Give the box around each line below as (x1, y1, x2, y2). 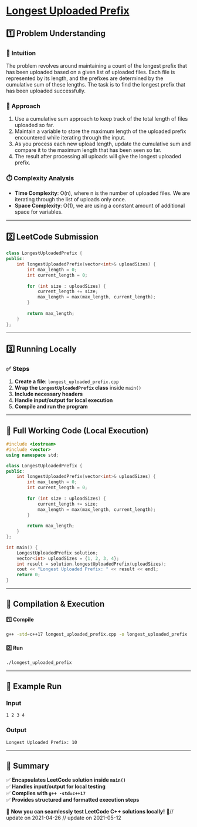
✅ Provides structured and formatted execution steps (6, 796, 140, 803)
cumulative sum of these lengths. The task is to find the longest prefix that (6, 81, 186, 88)
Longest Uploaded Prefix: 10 (6, 739, 77, 745)
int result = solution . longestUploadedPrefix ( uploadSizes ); (16, 561, 167, 567)
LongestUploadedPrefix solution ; (16, 550, 98, 556)
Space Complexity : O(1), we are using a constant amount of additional (14, 202, 185, 210)
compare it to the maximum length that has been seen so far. (14, 147, 162, 154)
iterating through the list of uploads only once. (14, 196, 127, 203)
